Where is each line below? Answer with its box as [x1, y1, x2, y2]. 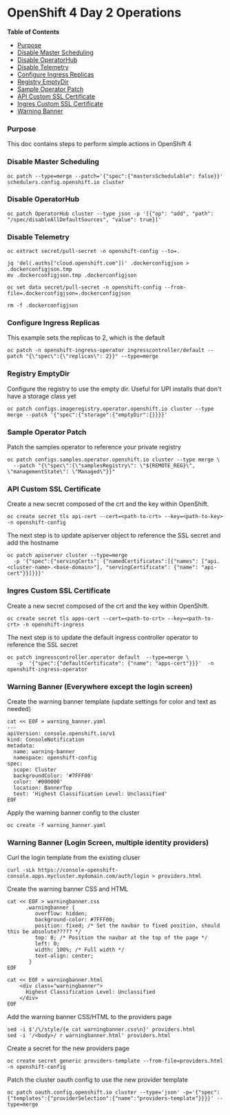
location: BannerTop [13, 784, 72, 791]
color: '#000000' [13, 778, 63, 785]
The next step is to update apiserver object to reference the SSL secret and [7, 531, 221, 540]
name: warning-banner [13, 748, 76, 755]
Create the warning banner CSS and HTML [7, 885, 129, 893]
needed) [7, 704, 32, 713]
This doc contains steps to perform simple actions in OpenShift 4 [7, 140, 192, 148]
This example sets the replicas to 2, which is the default [7, 334, 165, 342]
